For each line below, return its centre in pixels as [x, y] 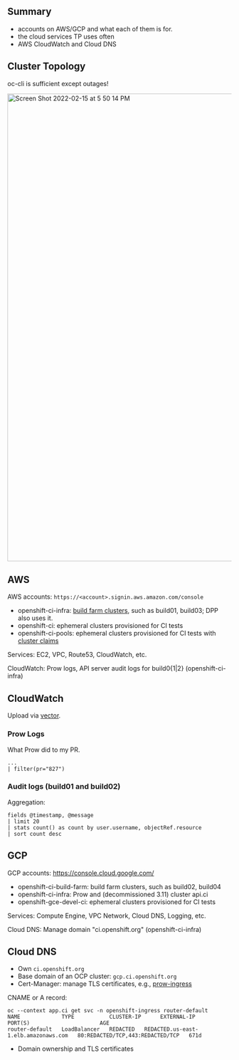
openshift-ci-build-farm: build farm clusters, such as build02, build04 [119, 886]
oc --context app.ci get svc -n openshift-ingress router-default [108, 1011]
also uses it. [35, 618]
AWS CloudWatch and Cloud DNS [67, 44]
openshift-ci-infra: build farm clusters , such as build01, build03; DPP [118, 611]
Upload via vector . [34, 715]
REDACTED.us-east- [171, 1029]
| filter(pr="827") [36, 769]
